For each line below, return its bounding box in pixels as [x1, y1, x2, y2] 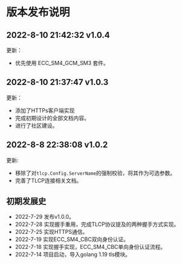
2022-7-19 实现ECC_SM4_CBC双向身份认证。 [15, 236, 129, 243]
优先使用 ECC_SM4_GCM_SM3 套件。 [15, 60, 109, 66]
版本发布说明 [6, 5, 71, 19]
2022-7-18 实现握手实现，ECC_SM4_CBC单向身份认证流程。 [15, 244, 166, 251]
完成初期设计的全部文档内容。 [15, 114, 89, 121]
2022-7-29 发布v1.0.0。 [15, 213, 74, 221]
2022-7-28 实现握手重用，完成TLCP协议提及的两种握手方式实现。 [15, 221, 180, 228]
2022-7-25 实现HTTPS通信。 [15, 228, 88, 236]
